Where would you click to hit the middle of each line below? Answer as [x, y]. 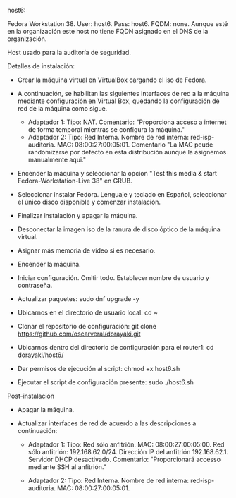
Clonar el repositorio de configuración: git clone [87, 326]
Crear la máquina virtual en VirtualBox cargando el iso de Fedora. [112, 80]
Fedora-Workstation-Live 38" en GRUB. [75, 181]
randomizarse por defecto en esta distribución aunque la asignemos [127, 152]
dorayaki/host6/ [41, 355]
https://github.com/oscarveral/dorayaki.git [79, 334]
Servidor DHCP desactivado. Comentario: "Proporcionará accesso [124, 459]
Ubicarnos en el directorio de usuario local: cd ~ [88, 312]
